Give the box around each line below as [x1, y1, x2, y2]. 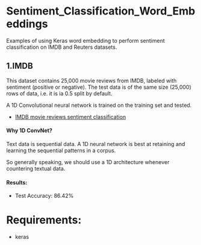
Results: [6, 179, 28, 186]
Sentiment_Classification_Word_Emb [6, 4, 196, 18]
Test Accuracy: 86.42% [14, 192, 74, 200]
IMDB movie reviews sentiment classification [14, 113, 126, 120]
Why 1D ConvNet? [6, 127, 53, 134]
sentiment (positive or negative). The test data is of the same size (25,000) [6, 83, 191, 91]
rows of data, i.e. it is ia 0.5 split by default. [6, 89, 113, 97]
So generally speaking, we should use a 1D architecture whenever [6, 158, 170, 165]
